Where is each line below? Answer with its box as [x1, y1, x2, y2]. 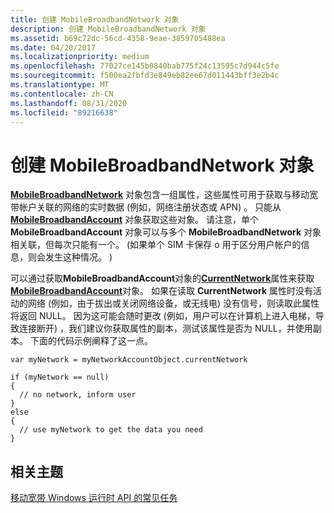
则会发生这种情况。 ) [27, 251, 113, 263]
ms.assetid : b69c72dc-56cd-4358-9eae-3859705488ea [10, 33, 226, 43]
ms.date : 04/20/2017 [10, 42, 97, 53]
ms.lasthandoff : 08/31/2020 [10, 98, 128, 108]
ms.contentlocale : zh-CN [10, 89, 114, 99]
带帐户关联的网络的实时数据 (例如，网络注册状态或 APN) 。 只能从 [10, 201, 282, 213]
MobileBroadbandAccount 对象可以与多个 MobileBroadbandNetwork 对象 [10, 226, 322, 238]
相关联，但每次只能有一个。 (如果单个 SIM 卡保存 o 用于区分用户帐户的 [10, 239, 302, 251]
